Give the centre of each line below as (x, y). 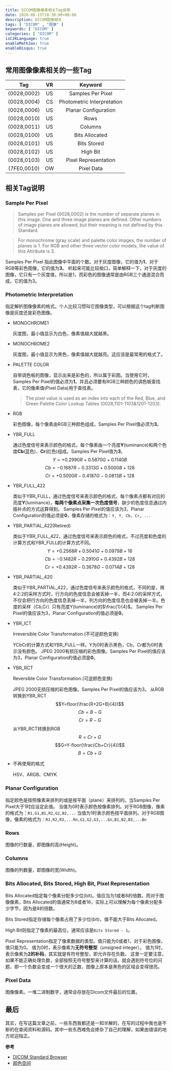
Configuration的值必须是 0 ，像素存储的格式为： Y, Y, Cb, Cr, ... (82, 516)
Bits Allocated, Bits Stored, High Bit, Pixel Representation (78, 883)
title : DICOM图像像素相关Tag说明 (38, 10)
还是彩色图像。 (39, 313)
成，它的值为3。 (23, 281)
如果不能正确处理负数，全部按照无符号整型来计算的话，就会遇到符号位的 (81, 960)
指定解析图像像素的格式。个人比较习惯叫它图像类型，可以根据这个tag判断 (83, 306)
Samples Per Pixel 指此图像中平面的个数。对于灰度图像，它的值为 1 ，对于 (82, 262)
